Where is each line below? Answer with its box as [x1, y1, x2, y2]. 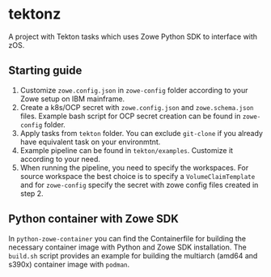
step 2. [19, 188, 44, 198]
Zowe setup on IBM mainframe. [19, 94, 125, 104]
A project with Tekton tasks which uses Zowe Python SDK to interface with [8, 32, 257, 41]
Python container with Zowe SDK [8, 212, 180, 226]
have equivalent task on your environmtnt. [19, 137, 161, 147]
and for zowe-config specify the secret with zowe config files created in [19, 180, 259, 190]
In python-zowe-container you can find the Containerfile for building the [8, 233, 247, 243]
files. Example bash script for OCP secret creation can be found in [19, 111, 241, 121]
